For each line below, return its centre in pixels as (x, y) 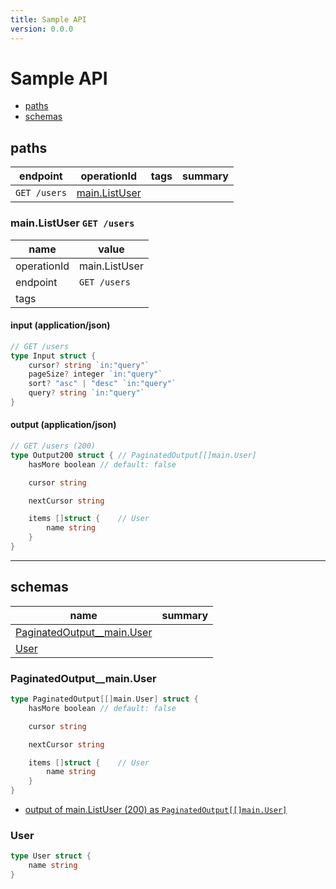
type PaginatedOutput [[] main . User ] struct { (104, 699)
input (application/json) (60, 325)
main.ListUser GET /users (72, 223)
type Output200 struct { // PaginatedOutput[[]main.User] (133, 455)
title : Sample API (48, 19)
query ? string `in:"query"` (86, 393)
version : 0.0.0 (42, 29)
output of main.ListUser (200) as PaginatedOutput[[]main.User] (156, 810)
